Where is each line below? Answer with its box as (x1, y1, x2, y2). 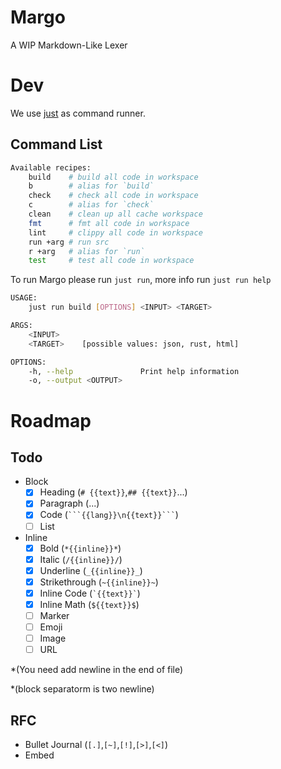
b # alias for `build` (28, 181, 155, 191)
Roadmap (10, 409, 92, 432)
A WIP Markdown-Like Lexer (10, 39, 128, 51)
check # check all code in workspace (28, 191, 199, 201)
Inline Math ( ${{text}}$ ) (39, 598, 140, 610)
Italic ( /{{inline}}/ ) (39, 553, 123, 565)
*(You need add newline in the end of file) (10, 664, 184, 676)
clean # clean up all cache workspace (28, 209, 203, 220)
